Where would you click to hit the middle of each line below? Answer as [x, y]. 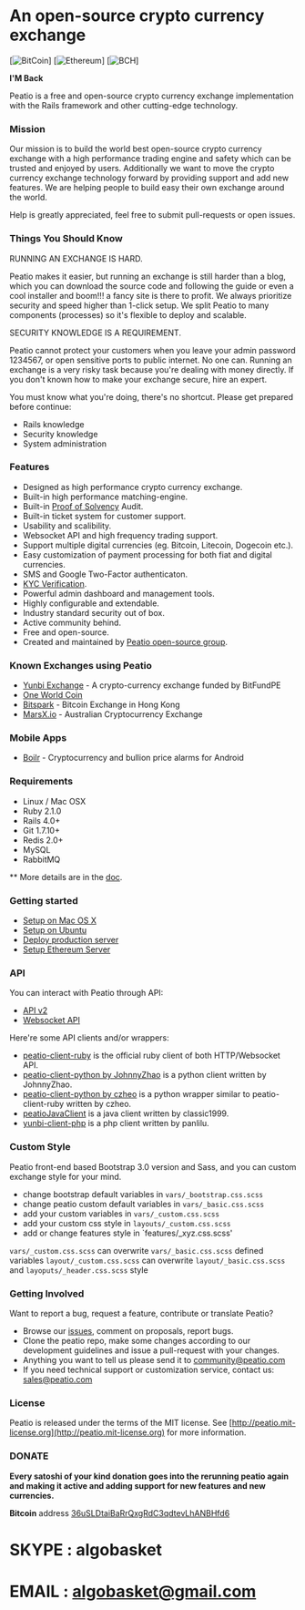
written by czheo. [99, 1104]
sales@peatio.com [57, 1379]
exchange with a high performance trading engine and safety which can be [150, 159]
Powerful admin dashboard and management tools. [119, 593]
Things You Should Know [66, 239]
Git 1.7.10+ [41, 830]
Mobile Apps [38, 738]
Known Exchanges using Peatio [81, 665]
